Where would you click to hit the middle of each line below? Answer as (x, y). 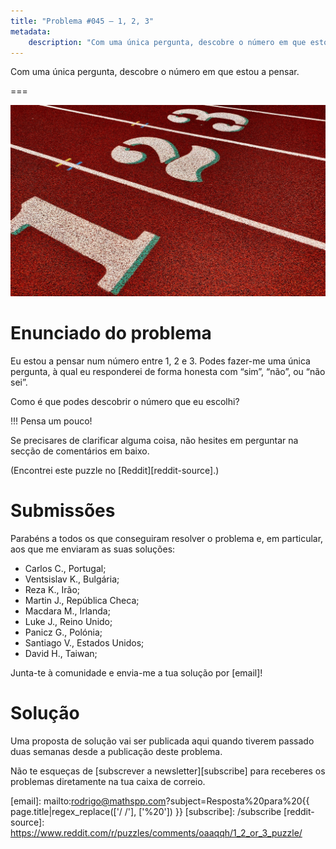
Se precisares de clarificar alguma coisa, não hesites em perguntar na (154, 440)
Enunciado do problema (111, 333)
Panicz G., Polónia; (63, 632)
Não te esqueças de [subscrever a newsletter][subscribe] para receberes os (168, 771)
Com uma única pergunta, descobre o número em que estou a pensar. (155, 72)
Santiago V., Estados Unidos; (84, 642)
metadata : (31, 31)
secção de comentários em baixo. (80, 451)
